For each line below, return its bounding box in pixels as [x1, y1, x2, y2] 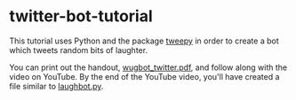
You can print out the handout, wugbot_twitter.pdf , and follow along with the [9, 62, 288, 73]
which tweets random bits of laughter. [9, 44, 148, 55]
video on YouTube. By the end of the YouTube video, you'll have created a [9, 71, 280, 81]
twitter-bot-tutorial [9, 6, 153, 27]
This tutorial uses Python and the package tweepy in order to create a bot [9, 35, 280, 46]
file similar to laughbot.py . [9, 81, 104, 91]
